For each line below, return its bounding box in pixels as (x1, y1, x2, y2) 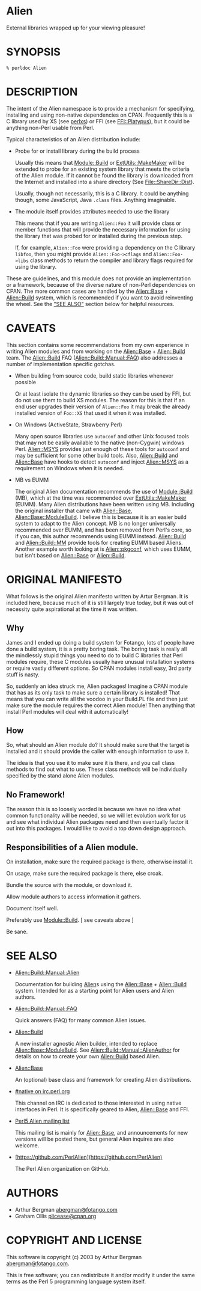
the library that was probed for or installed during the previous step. (14, 232, 183, 239)
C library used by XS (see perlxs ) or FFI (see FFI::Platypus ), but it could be (6, 117, 190, 124)
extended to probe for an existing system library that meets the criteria (14, 165, 190, 173)
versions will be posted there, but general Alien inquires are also (14, 1135, 174, 1142)
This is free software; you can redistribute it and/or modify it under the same (6, 1271, 195, 1278)
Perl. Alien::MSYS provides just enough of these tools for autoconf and (14, 445, 190, 452)
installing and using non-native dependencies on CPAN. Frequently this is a (6, 111, 193, 118)
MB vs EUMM (14, 476, 49, 483)
